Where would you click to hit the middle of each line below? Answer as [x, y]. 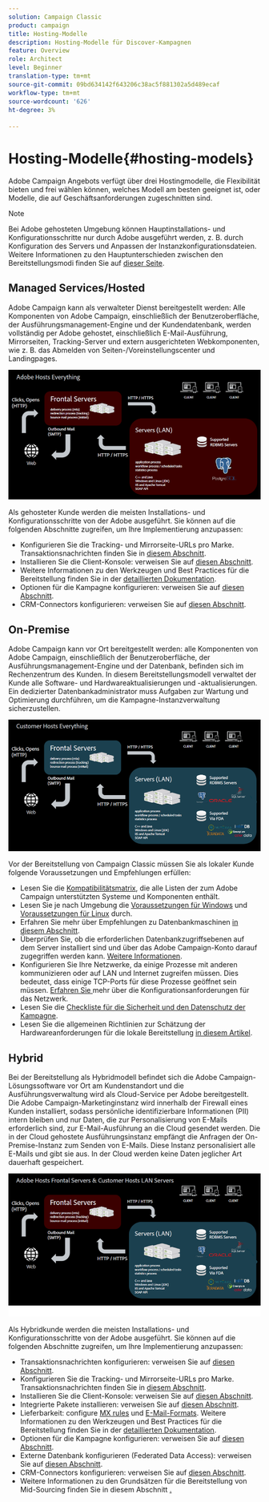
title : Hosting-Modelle [48, 34]
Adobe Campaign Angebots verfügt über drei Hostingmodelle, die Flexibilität [134, 181]
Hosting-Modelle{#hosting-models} [131, 159]
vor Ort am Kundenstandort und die [125, 1086]
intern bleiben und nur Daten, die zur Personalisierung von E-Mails [118, 1120]
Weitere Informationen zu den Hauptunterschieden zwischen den [116, 255]
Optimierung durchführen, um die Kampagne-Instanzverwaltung [114, 700]
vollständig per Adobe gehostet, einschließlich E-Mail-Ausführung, [118, 333]
